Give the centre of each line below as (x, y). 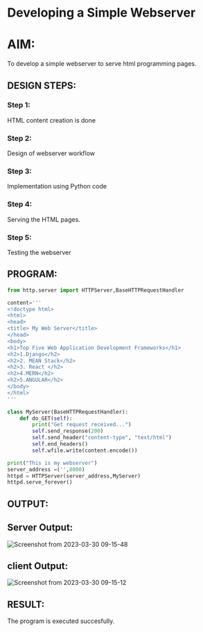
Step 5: (20, 237)
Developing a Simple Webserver (101, 13)
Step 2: (20, 138)
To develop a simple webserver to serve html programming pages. (102, 64)
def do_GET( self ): (46, 418)
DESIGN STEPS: (42, 86)
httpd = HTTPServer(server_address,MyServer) (74, 476)
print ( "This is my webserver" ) (52, 463)
